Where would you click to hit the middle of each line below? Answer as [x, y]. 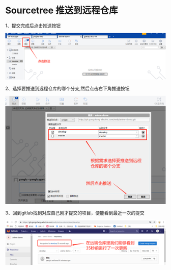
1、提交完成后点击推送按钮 [33, 26]
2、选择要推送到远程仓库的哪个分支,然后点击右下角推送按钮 [67, 88]
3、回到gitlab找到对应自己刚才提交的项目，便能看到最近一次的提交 [75, 213]
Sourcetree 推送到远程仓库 [62, 10]
